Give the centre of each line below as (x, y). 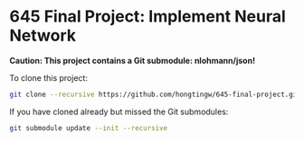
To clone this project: (49, 77)
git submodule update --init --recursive (89, 128)
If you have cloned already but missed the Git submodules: (119, 111)
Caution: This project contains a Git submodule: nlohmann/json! (133, 60)
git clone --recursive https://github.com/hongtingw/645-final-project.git (155, 94)
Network (43, 35)
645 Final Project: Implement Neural (148, 17)
